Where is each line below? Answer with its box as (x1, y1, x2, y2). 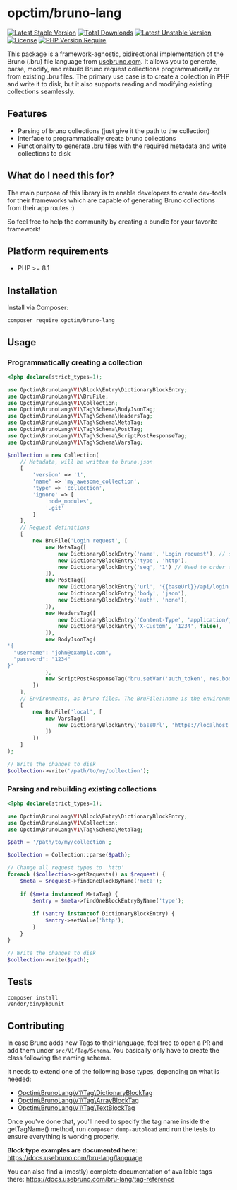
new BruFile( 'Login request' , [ (32, 537, 128, 544)
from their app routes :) (7, 203, 75, 212)
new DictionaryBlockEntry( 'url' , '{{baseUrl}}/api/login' (57, 583, 232, 590)
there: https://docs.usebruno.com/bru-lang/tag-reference (7, 1175, 175, 1184)
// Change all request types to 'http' (7, 864, 125, 871)
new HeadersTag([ (44, 610, 97, 617)
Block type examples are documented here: (7, 1146, 138, 1155)
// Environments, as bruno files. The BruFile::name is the (20, 695, 200, 702)
